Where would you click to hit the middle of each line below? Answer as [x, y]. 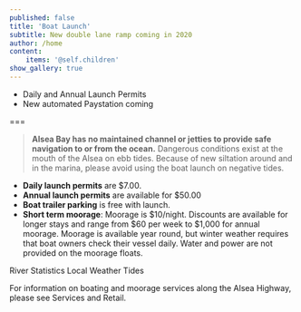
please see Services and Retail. [68, 297]
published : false [42, 18]
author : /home [36, 43]
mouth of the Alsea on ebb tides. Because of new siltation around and [162, 158]
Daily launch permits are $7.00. [82, 185]
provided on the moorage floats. [83, 253]
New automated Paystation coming [88, 103]
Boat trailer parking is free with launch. [96, 204]
